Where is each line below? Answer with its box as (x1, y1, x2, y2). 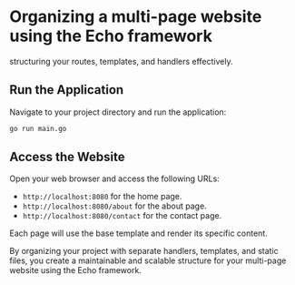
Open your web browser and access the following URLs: (9, 173, 220, 184)
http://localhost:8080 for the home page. (22, 191, 182, 202)
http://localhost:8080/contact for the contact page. (22, 210, 222, 221)
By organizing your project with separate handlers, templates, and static (9, 246, 279, 257)
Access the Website (9, 149, 125, 165)
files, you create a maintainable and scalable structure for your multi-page (9, 255, 287, 266)
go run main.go (9, 124, 67, 133)
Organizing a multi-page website (9, 6, 262, 27)
